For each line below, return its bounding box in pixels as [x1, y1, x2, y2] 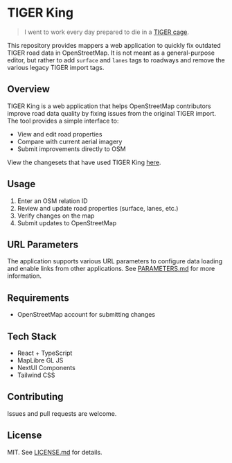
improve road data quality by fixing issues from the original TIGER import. [7, 109, 217, 117]
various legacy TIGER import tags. [7, 63, 105, 71]
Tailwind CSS [17, 371, 55, 379]
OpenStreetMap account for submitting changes [17, 311, 156, 319]
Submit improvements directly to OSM [17, 144, 126, 153]
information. [7, 272, 42, 280]
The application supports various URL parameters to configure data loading [7, 257, 223, 265]
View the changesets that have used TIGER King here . [7, 158, 161, 166]
